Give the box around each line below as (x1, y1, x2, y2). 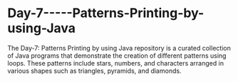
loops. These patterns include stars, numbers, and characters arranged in (7, 58, 224, 67)
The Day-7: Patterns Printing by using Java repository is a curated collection (7, 43, 232, 52)
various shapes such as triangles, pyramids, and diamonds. (7, 66, 182, 75)
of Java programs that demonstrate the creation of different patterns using (7, 51, 227, 60)
